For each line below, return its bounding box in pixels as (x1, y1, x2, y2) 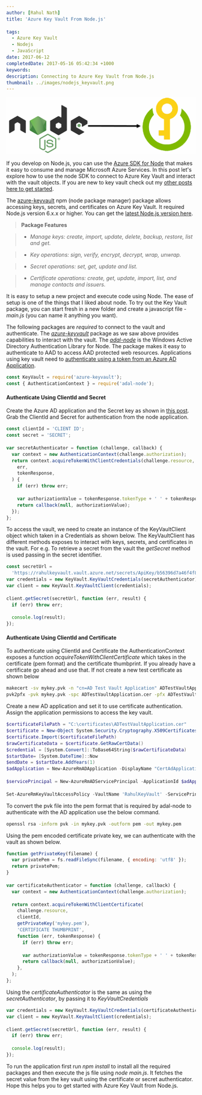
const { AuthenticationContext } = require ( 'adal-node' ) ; (6, 381, 155, 387)
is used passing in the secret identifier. (6, 551, 102, 558)
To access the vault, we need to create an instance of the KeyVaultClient (6, 526, 186, 533)
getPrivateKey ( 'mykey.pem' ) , (17, 920, 90, 927)
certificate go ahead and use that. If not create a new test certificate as (6, 666, 182, 674)
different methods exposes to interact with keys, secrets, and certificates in (6, 538, 194, 546)
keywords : (6, 67, 31, 73)
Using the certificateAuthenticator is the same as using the (6, 988, 152, 996)
